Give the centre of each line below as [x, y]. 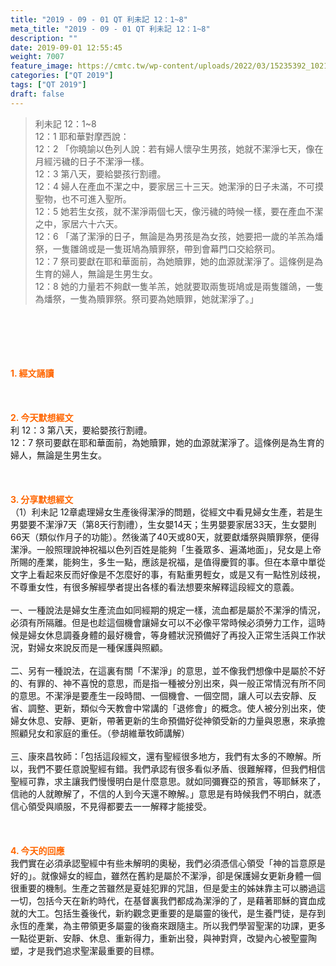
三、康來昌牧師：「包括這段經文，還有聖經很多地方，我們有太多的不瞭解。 [161, 756]
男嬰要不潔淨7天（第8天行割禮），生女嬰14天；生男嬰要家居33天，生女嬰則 [163, 524]
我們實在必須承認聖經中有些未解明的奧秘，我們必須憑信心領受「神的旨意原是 [168, 863]
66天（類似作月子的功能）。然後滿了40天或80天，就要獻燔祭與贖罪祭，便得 [165, 537]
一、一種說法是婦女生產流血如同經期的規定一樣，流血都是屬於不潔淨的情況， [168, 610]
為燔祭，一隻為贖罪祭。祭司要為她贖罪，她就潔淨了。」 [146, 298]
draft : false [37, 94]
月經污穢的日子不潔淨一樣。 [92, 161]
